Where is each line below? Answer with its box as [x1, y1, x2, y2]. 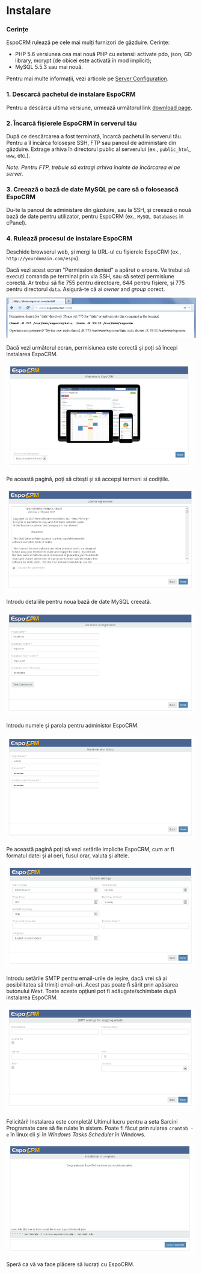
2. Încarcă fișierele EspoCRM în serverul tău [6, 119, 137, 127]
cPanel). [6, 219, 27, 226]
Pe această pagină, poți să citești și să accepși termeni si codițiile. [6, 475, 170, 482]
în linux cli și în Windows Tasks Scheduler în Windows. [10, 1131, 146, 1138]
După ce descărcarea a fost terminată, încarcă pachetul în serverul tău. [6, 133, 183, 140]
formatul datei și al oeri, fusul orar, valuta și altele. [6, 852, 130, 859]
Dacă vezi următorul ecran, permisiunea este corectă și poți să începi [6, 344, 178, 351]
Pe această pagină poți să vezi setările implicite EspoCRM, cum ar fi [6, 845, 174, 853]
